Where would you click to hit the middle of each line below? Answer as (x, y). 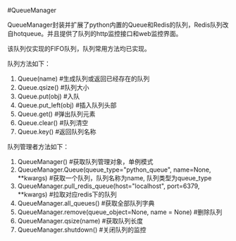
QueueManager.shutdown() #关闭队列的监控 (82, 230)
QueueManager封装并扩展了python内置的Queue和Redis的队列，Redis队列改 (118, 25)
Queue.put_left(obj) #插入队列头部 (67, 105)
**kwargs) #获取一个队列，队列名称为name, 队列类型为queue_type (114, 178)
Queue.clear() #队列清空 (53, 123)
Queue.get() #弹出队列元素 (56, 114)
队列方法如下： (29, 64)
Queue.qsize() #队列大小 (53, 87)
